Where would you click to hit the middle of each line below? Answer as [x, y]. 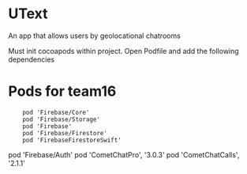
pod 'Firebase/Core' [56, 112]
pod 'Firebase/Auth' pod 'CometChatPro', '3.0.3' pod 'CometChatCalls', [124, 154]
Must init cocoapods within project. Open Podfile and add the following [123, 51]
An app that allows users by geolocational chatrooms [95, 36]
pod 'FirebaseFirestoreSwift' [72, 140]
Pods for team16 [62, 91]
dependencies [32, 59]
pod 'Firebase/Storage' [62, 119]
